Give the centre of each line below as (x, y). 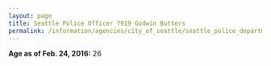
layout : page (30, 16)
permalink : (27, 31)
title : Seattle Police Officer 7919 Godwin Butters (97, 23)
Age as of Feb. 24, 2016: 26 (55, 54)
